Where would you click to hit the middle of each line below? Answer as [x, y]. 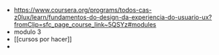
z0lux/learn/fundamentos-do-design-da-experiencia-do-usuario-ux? [113, 17]
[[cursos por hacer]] [43, 39]
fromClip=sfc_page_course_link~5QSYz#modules [85, 24]
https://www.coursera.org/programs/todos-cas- [83, 10]
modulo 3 [27, 32]
